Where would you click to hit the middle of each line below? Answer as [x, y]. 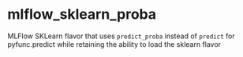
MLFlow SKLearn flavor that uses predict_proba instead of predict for [121, 36]
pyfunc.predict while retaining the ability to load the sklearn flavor [114, 44]
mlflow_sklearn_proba [82, 14]
